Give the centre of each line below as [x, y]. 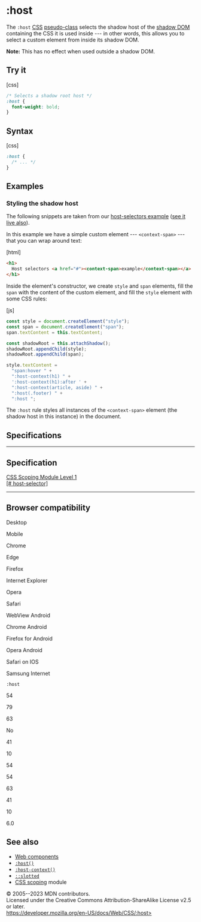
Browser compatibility [48, 508]
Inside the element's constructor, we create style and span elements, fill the [100, 286]
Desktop [16, 522]
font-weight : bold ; [36, 107]
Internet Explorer [27, 580]
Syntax [20, 131]
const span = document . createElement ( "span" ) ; [65, 327]
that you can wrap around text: [44, 241]
